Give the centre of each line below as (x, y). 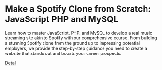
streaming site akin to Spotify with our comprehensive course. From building (81, 38)
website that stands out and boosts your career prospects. (63, 53)
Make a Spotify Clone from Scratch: (78, 9)
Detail (11, 63)
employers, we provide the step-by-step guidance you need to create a (76, 48)
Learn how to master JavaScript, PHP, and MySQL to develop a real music (79, 33)
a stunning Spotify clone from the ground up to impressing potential (73, 43)
